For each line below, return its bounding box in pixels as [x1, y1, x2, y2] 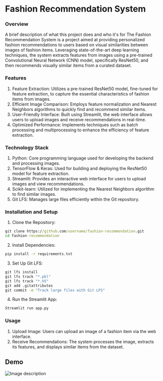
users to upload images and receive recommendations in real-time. [12, 116, 147, 122]
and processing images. [12, 160, 61, 166]
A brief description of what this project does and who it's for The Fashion [5, 32, 151, 37]
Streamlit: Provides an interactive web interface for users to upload [12, 176, 147, 182]
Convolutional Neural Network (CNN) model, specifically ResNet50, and [5, 57, 148, 63]
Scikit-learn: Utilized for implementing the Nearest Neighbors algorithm [12, 186, 154, 192]
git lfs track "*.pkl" [5, 274, 51, 279]
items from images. [12, 96, 51, 102]
